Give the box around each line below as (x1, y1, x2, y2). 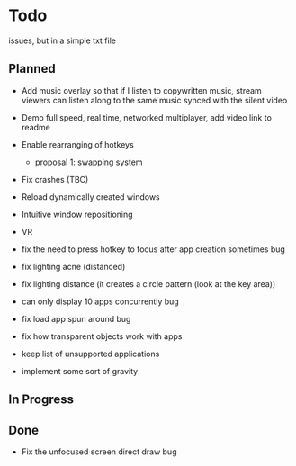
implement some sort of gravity (21, 365, 139, 376)
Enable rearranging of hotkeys (21, 139, 134, 149)
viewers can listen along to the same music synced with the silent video (21, 94, 288, 105)
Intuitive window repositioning (21, 209, 133, 220)
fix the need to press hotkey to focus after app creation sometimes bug (21, 244, 285, 255)
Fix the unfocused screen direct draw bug (21, 446, 177, 457)
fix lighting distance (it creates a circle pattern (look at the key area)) (21, 278, 276, 289)
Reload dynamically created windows (21, 191, 160, 202)
